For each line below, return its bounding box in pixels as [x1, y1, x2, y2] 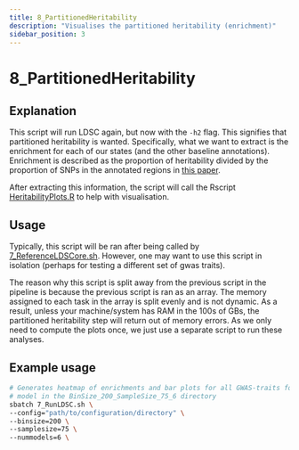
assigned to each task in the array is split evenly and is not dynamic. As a [9, 296, 278, 307]
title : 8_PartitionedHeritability [9, 12, 138, 22]
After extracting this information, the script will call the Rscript [9, 182, 236, 192]
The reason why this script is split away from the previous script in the [9, 277, 267, 288]
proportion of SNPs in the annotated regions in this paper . [9, 165, 221, 176]
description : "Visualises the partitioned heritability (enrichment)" [9, 21, 277, 30]
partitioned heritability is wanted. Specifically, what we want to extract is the [9, 136, 289, 147]
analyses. [9, 334, 44, 345]
